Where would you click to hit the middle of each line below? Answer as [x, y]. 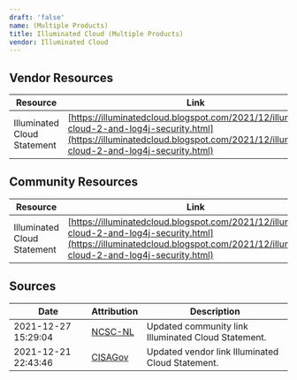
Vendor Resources [61, 77]
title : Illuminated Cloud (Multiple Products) [96, 34]
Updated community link [198, 326]
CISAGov [110, 357]
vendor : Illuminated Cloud [59, 42]
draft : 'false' [37, 17]
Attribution [115, 311]
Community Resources [74, 182]
